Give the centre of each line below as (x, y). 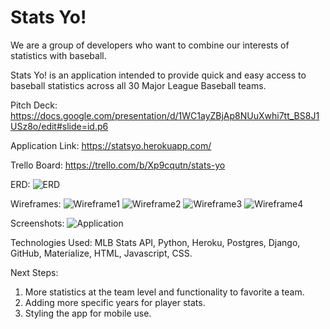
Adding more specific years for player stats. (115, 302)
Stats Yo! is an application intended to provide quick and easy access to (158, 75)
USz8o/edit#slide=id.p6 (59, 126)
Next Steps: (34, 272)
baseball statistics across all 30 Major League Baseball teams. (138, 85)
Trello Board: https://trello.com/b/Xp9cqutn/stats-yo (118, 165)
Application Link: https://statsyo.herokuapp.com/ (111, 145)
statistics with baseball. (58, 55)
